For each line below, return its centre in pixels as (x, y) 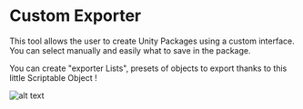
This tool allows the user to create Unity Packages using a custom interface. (152, 41)
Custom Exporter (76, 16)
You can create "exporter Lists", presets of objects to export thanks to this (148, 68)
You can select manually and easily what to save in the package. (130, 50)
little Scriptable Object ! (53, 77)
